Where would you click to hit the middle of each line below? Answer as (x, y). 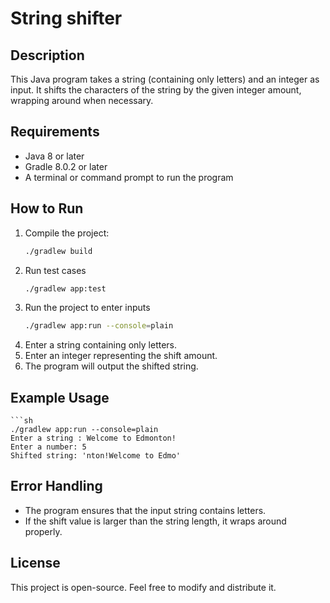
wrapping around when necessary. (82, 100)
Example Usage (60, 397)
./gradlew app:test (65, 288)
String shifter (66, 18)
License (35, 563)
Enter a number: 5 (48, 447)
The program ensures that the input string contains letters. (145, 510)
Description (47, 55)
